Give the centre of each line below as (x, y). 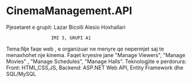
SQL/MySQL (21, 74)
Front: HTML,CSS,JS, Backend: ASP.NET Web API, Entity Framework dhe (95, 67)
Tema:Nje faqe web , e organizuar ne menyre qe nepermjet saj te (85, 49)
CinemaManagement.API (69, 11)
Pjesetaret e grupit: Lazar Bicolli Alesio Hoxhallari (66, 27)
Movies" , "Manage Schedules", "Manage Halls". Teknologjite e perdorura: (96, 61)
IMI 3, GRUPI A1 (71, 38)
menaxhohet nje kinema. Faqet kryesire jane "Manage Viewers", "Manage (96, 55)
